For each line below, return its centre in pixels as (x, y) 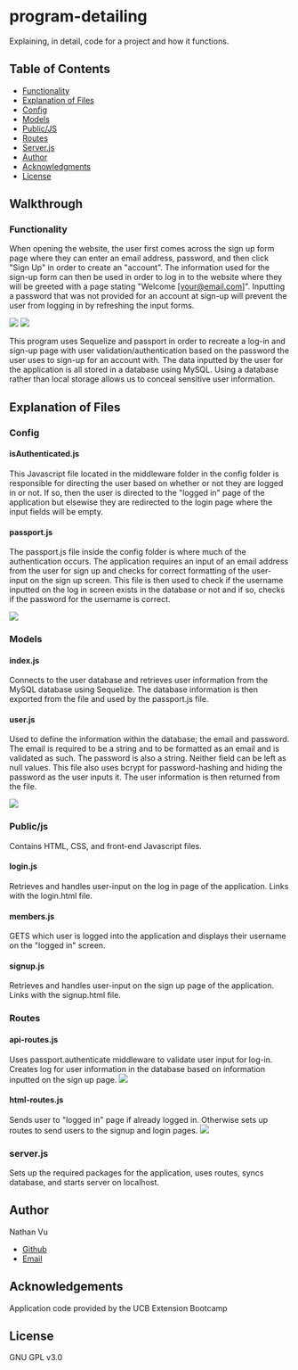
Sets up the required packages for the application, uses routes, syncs (137, 1173)
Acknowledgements (66, 1287)
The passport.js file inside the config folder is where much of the (128, 552)
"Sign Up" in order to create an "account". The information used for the (139, 268)
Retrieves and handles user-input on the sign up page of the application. (141, 986)
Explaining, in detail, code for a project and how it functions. (119, 41)
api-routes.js (34, 1039)
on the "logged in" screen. (57, 945)
